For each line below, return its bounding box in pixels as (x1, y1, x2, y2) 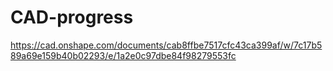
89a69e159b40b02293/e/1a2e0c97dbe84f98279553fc (10, 49, 237, 61)
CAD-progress (10, 6, 134, 29)
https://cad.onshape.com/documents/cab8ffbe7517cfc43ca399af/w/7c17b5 (10, 39, 323, 51)
